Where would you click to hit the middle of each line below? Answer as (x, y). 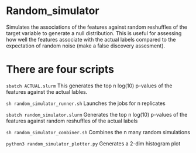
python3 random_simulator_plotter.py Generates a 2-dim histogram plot (93, 143)
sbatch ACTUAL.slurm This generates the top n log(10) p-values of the (89, 86)
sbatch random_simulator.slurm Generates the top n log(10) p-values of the (97, 114)
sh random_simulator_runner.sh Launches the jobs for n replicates (86, 103)
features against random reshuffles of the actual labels (72, 121)
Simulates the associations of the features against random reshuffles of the (97, 27)
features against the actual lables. (47, 91)
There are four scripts (60, 69)
